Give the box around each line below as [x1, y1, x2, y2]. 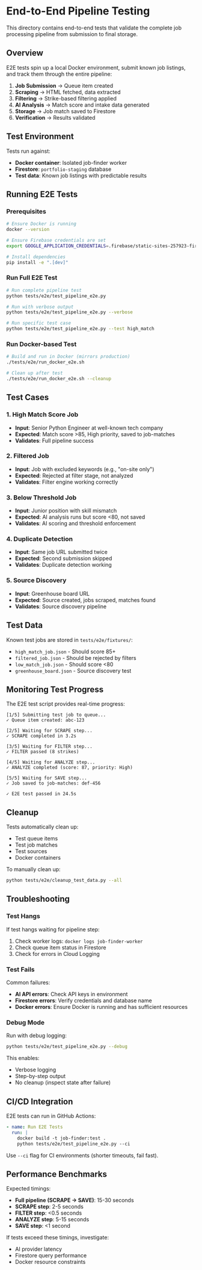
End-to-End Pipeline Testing [6, 4, 150, 18]
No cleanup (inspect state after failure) [14, 1079, 111, 1087]
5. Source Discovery [6, 576, 67, 585]
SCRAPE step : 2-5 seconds [14, 1203, 84, 1210]
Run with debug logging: [6, 1032, 67, 1039]
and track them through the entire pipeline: [6, 70, 112, 78]
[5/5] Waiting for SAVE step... [6, 775, 87, 781]
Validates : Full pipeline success [14, 437, 94, 444]
